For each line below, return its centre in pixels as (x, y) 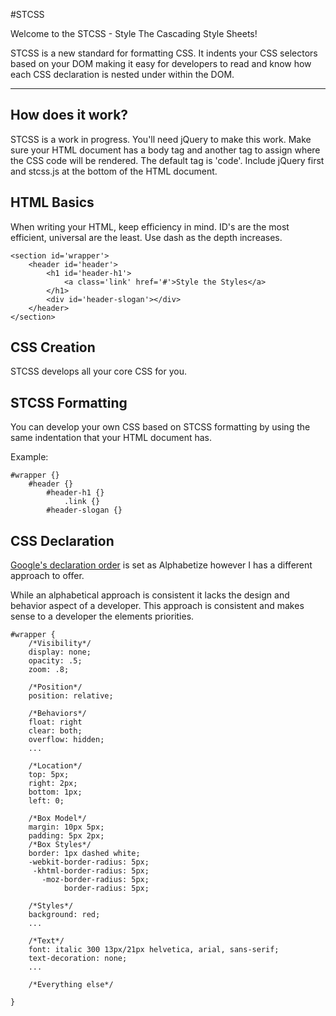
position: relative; (71, 696)
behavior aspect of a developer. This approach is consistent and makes (157, 606)
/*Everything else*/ (71, 985)
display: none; (60, 652)
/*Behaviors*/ (57, 714)
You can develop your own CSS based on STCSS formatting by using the (160, 427)
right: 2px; (53, 784)
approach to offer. (47, 576)
